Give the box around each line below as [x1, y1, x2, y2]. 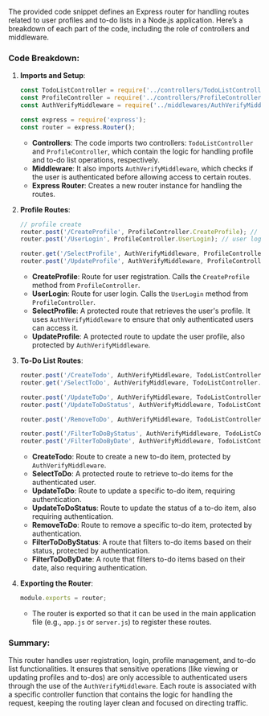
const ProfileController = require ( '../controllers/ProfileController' [19, 94, 265, 102]
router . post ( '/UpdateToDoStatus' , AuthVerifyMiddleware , [19, 401, 215, 409]
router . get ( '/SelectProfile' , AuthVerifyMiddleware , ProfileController [19, 249, 265, 258]
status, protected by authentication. [31, 546, 150, 556]
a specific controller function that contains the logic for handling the [8, 689, 233, 699]
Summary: [8, 637, 51, 648]
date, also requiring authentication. [31, 563, 148, 573]
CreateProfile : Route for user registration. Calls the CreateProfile [31, 272, 251, 282]
